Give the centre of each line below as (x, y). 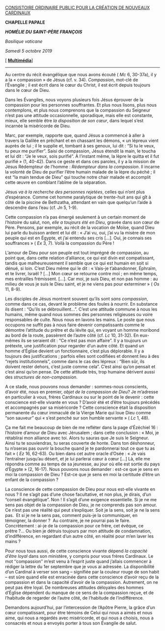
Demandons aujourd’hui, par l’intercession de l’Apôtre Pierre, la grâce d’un (80, 607)
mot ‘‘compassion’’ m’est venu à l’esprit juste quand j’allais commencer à (78, 561)
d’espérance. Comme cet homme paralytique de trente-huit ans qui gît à (78, 197)
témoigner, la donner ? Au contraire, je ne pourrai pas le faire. (68, 520)
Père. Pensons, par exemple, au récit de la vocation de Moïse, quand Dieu (80, 228)
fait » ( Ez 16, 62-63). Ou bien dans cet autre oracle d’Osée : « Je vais (75, 454)
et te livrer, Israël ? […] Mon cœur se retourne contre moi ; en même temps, (81, 273)
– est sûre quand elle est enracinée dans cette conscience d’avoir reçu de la (82, 577)
